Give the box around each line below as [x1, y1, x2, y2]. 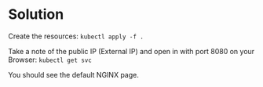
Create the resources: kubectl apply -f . [8, 31, 144, 41]
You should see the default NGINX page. [8, 70, 139, 79]
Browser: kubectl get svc [8, 55, 92, 64]
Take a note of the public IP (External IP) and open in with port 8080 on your [8, 46, 255, 56]
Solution [8, 5, 64, 24]
